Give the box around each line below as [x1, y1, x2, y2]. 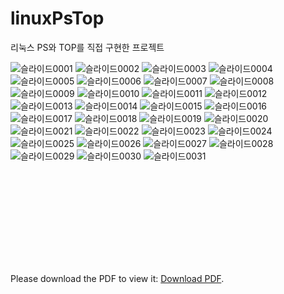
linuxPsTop [10, 7, 105, 30]
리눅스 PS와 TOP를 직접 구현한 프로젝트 [10, 41, 165, 53]
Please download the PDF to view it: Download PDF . [10, 272, 225, 284]
